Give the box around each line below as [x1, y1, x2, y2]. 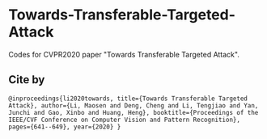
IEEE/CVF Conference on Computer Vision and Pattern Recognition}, [8, 116, 241, 124]
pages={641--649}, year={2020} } [8, 123, 121, 131]
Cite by [8, 73, 45, 86]
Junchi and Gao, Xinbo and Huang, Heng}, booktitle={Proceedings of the [8, 108, 259, 116]
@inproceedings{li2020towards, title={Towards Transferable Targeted [8, 95, 248, 103]
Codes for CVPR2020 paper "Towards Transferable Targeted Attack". [8, 49, 240, 59]
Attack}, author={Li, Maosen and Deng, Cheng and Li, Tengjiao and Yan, [8, 101, 259, 110]
